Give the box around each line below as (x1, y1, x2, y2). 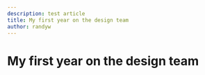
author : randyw (7, 23, 51, 30)
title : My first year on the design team (7, 17, 129, 24)
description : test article (7, 10, 85, 17)
